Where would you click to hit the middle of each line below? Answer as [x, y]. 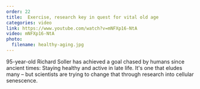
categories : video [29, 23]
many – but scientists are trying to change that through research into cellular [100, 74]
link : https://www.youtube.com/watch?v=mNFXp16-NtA [72, 28]
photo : [14, 39]
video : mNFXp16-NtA [30, 34]
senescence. [22, 80]
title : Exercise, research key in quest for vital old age [83, 17]
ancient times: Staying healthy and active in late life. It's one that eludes [94, 68]
